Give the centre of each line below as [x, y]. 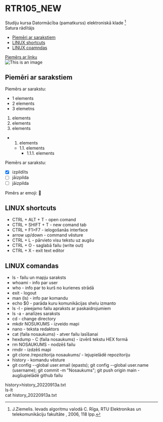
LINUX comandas [32, 266]
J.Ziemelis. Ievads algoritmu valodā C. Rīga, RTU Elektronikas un [77, 409]
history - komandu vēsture [39, 360]
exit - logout [24, 293]
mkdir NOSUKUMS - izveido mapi [46, 324]
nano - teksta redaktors [35, 329]
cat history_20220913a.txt [31, 395]
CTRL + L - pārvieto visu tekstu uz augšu [53, 240]
